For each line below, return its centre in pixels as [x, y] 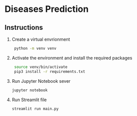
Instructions [24, 28]
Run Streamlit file [29, 100]
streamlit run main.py [35, 109]
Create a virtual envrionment [41, 39]
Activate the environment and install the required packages [72, 58]
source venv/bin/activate [41, 67]
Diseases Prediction [47, 9]
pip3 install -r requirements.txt [50, 71]
